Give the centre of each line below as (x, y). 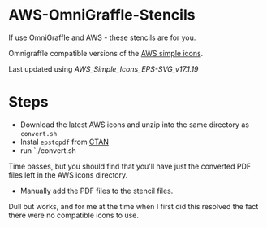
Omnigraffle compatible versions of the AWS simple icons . (106, 53)
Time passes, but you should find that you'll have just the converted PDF (130, 166)
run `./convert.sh (48, 150)
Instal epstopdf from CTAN (65, 142)
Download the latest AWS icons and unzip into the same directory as (135, 125)
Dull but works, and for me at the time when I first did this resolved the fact (133, 206)
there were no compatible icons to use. (74, 215)
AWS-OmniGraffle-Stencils (102, 15)
